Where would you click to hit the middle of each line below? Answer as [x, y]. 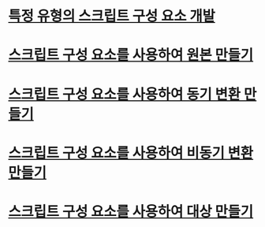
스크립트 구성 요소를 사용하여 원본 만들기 [131, 55]
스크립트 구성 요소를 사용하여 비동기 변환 [131, 153]
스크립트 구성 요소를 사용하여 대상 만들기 [131, 212]
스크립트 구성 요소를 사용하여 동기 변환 [125, 94]
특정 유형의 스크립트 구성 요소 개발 [112, 16]
